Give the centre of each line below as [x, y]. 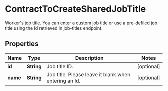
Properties [22, 44]
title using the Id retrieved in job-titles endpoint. [54, 28]
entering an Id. [64, 81]
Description [89, 58]
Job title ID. [60, 66]
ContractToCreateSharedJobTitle [76, 9]
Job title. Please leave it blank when [89, 74]
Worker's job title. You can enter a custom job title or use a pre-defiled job [81, 23]
